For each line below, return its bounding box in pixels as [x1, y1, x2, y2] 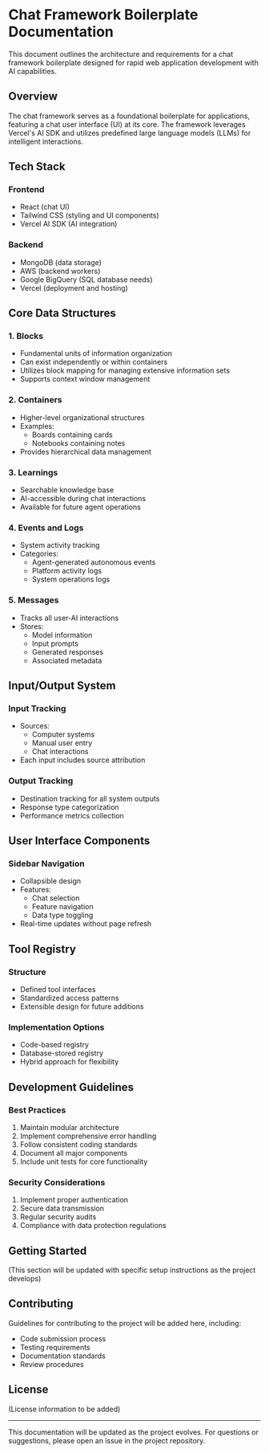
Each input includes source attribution [19, 755, 146, 765]
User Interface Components [8, 834, 151, 847]
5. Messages [8, 594, 59, 606]
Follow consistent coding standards [19, 1139, 138, 1149]
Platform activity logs [31, 566, 102, 576]
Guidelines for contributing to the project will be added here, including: [8, 1318, 242, 1328]
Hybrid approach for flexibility [19, 1057, 119, 1067]
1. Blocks [8, 331, 44, 342]
